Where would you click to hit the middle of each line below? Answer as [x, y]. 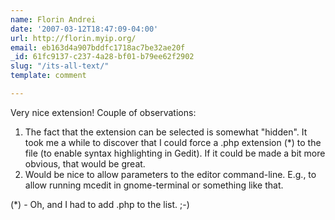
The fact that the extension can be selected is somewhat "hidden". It [166, 132]
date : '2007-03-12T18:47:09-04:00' [84, 29]
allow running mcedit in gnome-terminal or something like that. [154, 185]
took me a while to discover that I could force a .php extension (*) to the [173, 142]
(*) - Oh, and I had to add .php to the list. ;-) [100, 204]
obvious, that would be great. [85, 163]
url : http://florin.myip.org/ [73, 38]
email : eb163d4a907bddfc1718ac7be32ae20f [98, 47]
